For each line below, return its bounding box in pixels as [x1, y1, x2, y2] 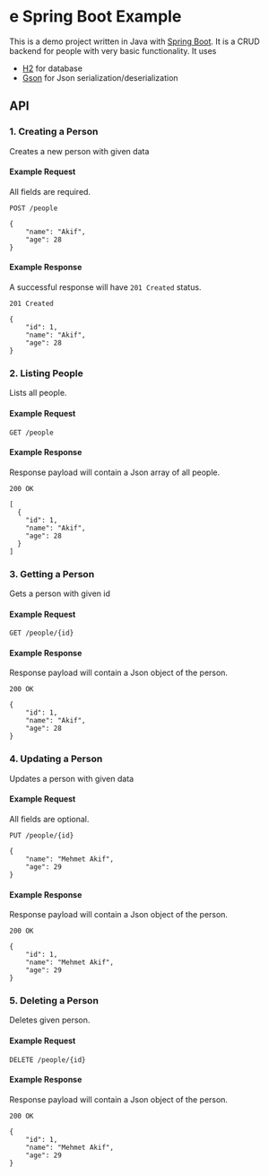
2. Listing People [9, 366, 83, 379]
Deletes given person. [9, 1014, 91, 1025]
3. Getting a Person [9, 567, 95, 580]
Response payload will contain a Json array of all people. [9, 467, 221, 478]
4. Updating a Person [9, 752, 103, 765]
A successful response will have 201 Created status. [9, 282, 202, 293]
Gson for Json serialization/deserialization [22, 72, 178, 83]
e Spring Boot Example [9, 6, 182, 27]
